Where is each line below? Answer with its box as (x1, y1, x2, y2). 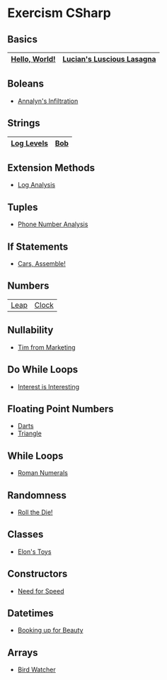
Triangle (17, 429, 42, 437)
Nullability (7, 324, 54, 336)
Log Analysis (17, 181, 55, 189)
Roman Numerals (17, 469, 69, 477)
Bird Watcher (17, 665, 56, 674)
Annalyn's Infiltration (17, 96, 79, 105)
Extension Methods (7, 162, 96, 174)
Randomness (7, 489, 67, 501)
